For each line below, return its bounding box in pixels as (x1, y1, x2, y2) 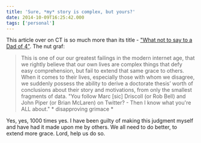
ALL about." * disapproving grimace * (20, 106, 114, 113)
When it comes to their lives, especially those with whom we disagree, (20, 73, 195, 81)
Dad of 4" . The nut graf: (6, 43, 65, 50)
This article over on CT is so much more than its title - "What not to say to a (6, 37, 193, 44)
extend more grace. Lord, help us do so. (6, 130, 106, 137)
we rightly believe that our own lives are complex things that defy (20, 61, 182, 68)
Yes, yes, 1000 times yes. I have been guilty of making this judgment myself (6, 117, 194, 124)
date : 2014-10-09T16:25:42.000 (6, 14, 85, 20)
